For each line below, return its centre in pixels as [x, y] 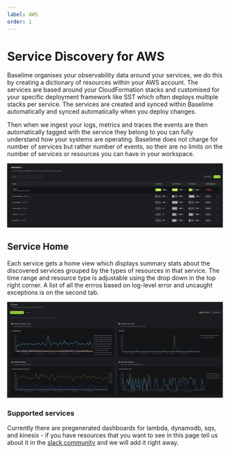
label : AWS [23, 14]
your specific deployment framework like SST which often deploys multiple [113, 97]
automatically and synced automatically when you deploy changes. [102, 112]
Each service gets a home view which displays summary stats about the [108, 263]
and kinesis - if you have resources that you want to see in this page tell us [113, 435]
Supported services [41, 413]
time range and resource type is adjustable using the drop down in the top [112, 278]
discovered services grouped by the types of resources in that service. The [114, 270]
